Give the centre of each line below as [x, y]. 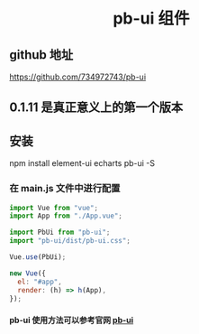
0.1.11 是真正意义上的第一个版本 [96, 108]
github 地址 [41, 55]
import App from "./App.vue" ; [66, 216]
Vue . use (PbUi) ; [38, 257]
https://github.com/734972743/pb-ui [78, 77]
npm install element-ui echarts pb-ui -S [82, 163]
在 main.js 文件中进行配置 [65, 189]
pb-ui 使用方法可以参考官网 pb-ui [72, 320]
